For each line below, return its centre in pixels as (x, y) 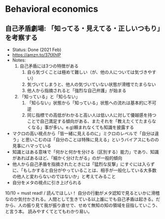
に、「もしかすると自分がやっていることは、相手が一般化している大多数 (84, 170)
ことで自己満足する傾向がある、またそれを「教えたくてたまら (89, 121)
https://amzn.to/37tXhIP (37, 55)
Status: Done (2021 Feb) (37, 50)
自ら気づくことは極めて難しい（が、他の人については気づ (85, 72)
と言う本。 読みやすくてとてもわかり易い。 (49, 211)
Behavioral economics (52, 9)
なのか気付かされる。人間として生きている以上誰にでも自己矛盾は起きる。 (81, 199)
